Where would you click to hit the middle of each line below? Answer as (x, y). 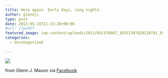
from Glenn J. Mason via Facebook (41, 70)
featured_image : (22, 33)
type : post (16, 19)
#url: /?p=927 (20, 28)
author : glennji (22, 14)
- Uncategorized (26, 42)
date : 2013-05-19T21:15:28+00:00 (40, 24)
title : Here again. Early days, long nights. (53, 10)
